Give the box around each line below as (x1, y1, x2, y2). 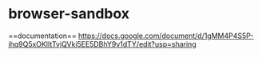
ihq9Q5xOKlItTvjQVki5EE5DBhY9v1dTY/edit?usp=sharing (8, 39, 197, 48)
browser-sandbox (8, 5, 130, 23)
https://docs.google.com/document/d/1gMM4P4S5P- (78, 31, 254, 40)
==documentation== (8, 31, 77, 40)
